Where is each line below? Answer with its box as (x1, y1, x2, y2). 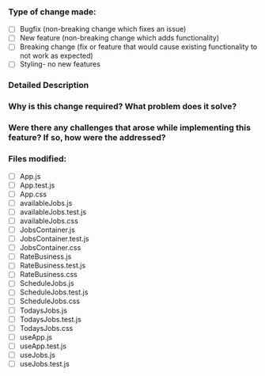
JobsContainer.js (19, 225, 75, 234)
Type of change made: (8, 6, 97, 17)
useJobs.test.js (19, 359, 70, 368)
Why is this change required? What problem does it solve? (8, 101, 237, 112)
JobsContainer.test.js (19, 234, 89, 244)
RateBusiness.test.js (19, 260, 86, 271)
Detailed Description (8, 80, 89, 91)
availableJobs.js (19, 198, 73, 207)
